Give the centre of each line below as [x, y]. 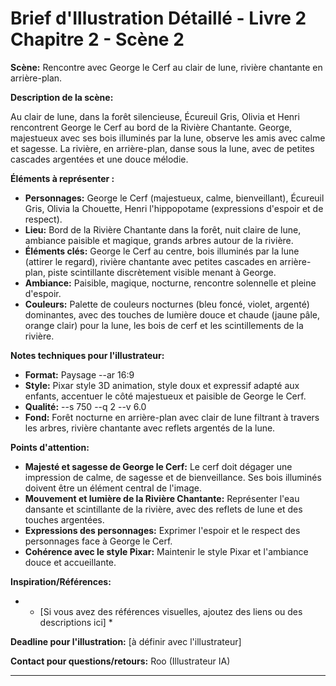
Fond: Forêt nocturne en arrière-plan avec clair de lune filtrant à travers [172, 417]
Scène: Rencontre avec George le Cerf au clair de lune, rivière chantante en [166, 67]
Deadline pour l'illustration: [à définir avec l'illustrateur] [126, 641]
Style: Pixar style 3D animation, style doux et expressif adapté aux [162, 385]
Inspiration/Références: [61, 581]
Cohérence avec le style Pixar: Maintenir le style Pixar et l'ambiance [166, 551]
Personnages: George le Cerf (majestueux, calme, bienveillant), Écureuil [174, 198]
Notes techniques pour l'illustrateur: [87, 355]
